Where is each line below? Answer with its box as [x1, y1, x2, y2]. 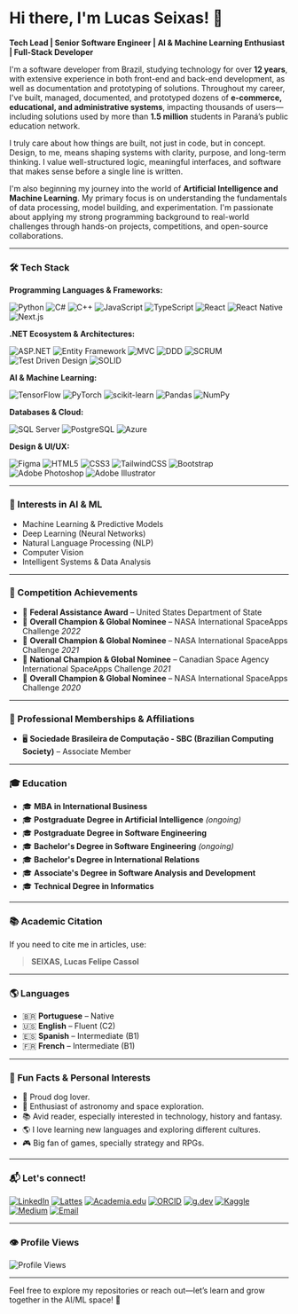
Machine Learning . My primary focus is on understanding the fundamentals [9, 193, 287, 203]
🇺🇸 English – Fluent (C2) [21, 1020, 116, 1032]
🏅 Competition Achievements [9, 586, 138, 599]
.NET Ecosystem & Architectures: [9, 328, 136, 340]
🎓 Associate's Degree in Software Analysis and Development [21, 868, 256, 878]
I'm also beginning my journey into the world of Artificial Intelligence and [9, 183, 278, 193]
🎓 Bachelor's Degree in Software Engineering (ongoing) [21, 841, 235, 852]
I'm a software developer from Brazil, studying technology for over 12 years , [9, 64, 288, 75]
